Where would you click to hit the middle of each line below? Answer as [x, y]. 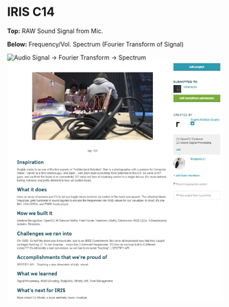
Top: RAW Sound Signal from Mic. [55, 31]
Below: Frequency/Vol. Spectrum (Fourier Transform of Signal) [95, 44]
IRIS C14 [31, 12]
